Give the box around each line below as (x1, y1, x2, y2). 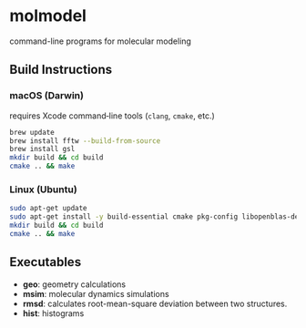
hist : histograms (22, 307, 85, 319)
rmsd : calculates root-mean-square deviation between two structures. (22, 298, 288, 309)
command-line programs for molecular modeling (9, 36, 191, 46)
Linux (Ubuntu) (9, 183, 77, 196)
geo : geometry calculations (22, 279, 126, 290)
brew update (9, 128, 55, 137)
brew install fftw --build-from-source (9, 136, 161, 146)
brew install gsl (9, 145, 76, 154)
